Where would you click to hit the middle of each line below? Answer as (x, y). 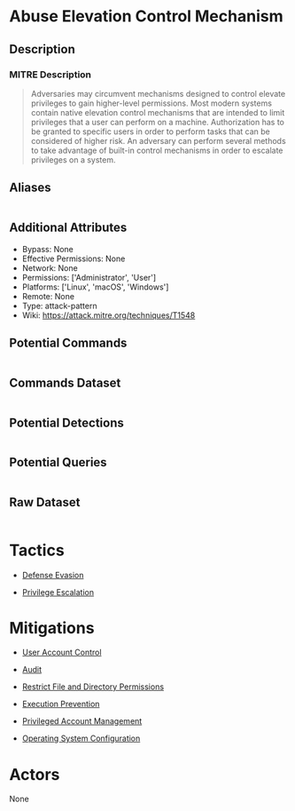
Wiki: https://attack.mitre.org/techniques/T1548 (109, 315)
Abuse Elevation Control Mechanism (146, 16)
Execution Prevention (61, 704)
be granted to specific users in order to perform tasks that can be (150, 131)
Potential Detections (66, 422)
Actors (35, 774)
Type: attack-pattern (59, 306)
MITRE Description (50, 75)
